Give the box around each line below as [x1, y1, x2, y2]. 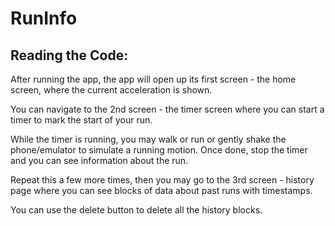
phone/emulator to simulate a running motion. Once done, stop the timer [10, 144, 308, 156]
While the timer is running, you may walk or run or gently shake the [10, 133, 287, 145]
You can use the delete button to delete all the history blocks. [10, 204, 263, 216]
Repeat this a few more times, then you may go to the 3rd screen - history [10, 174, 315, 186]
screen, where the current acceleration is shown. [10, 84, 213, 96]
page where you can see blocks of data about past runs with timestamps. [10, 185, 313, 196]
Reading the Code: [10, 47, 129, 64]
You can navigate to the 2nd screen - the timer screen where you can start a [10, 103, 325, 115]
